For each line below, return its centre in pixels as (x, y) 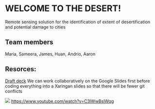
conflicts (14, 91)
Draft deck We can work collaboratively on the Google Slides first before (77, 81)
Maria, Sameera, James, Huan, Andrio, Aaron (50, 54)
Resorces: (21, 69)
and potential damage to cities (35, 27)
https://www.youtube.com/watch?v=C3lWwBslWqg (62, 101)
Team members (29, 42)
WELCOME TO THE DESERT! (63, 8)
